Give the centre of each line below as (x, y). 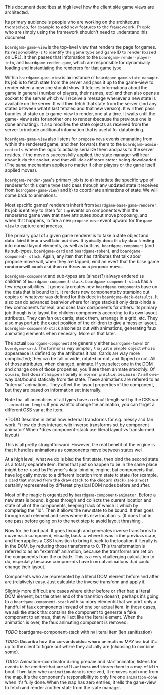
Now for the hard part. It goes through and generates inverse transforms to (81, 530)
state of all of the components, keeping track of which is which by (71, 505)
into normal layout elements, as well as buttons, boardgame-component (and (80, 246)
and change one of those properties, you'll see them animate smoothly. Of (80, 369)
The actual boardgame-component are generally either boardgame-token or (77, 343)
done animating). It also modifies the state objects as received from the (77, 124)
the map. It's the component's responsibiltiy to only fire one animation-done (81, 677)
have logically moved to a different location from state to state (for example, (82, 475)
